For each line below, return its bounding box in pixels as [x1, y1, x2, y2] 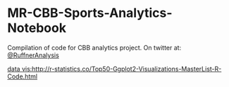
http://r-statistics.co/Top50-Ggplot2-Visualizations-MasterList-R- [31, 64, 222, 73]
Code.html [7, 72, 37, 81]
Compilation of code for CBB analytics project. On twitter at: [7, 43, 182, 52]
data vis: [7, 64, 32, 73]
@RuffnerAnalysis [7, 51, 60, 59]
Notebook [7, 20, 67, 36]
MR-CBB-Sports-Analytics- [7, 5, 173, 21]
